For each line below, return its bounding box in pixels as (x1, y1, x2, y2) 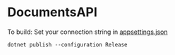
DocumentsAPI (7, 4, 97, 20)
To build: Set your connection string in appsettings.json (7, 28, 168, 36)
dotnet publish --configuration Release (7, 41, 128, 48)
